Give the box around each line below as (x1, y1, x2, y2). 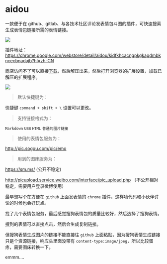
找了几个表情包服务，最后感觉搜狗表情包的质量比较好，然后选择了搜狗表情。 (5, 210, 162, 216)
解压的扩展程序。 (5, 74, 40, 80)
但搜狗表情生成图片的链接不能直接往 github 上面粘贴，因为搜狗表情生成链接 (5, 232, 161, 238)
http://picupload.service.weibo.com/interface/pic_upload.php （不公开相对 (5, 177, 159, 183)
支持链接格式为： (17, 115, 53, 121)
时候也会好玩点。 (13, 200, 49, 206)
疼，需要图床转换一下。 (5, 244, 53, 250)
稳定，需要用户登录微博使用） (5, 183, 66, 189)
